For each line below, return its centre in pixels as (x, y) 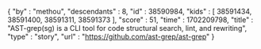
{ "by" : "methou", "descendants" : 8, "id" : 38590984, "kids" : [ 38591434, (130, 11)
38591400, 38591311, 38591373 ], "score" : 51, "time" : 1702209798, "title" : (130, 20)
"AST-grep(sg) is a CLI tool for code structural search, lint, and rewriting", (127, 28)
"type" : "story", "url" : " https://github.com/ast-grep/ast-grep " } (111, 36)
